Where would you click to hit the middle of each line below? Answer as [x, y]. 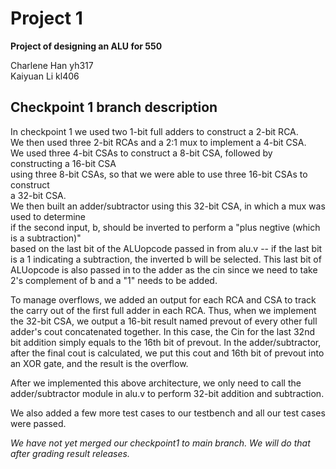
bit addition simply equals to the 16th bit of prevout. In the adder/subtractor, [166, 342]
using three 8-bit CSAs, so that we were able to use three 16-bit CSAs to [159, 174]
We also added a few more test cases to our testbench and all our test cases [168, 413]
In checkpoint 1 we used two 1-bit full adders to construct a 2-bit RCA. [154, 131]
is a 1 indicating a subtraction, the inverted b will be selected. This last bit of [166, 259]
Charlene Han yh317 [52, 65]
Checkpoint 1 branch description [114, 107]
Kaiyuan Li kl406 [45, 76]
